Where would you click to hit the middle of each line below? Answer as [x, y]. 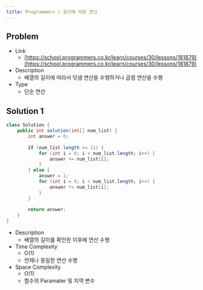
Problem [23, 37]
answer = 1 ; [53, 176]
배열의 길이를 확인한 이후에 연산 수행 [67, 240]
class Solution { [28, 125]
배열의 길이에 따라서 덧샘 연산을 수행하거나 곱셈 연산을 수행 [93, 78]
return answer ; [47, 210]
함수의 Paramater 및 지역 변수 [60, 281]
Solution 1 [25, 111]
